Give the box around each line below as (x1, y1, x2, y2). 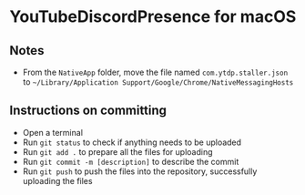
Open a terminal (22, 127, 84, 138)
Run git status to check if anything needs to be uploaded (22, 137, 242, 148)
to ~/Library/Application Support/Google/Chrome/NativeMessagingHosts (22, 77, 294, 87)
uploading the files (22, 175, 93, 186)
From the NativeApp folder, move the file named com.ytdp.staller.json (22, 67, 289, 77)
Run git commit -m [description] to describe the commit (22, 156, 239, 167)
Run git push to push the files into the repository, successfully (22, 166, 258, 177)
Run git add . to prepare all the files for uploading (22, 146, 213, 157)
